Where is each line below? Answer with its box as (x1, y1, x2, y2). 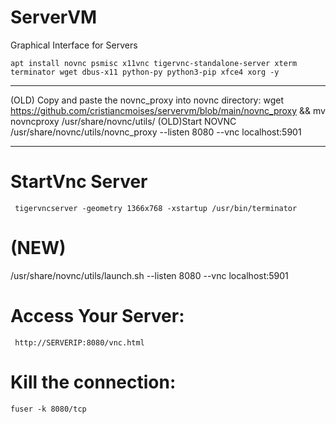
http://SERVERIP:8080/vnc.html (14, 337, 145, 348)
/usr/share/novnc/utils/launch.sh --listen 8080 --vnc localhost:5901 (10, 269, 289, 281)
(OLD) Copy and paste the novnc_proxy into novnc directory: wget (10, 94, 284, 106)
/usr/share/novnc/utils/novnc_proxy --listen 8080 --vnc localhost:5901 (10, 126, 302, 138)
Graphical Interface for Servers (10, 39, 138, 51)
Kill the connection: (10, 371, 177, 393)
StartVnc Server (10, 171, 148, 193)
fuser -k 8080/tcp (10, 404, 87, 414)
